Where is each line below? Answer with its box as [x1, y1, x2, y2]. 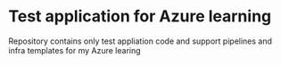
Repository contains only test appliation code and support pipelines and [8, 36, 273, 46]
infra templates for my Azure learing [8, 45, 141, 55]
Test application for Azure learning [8, 6, 272, 27]
